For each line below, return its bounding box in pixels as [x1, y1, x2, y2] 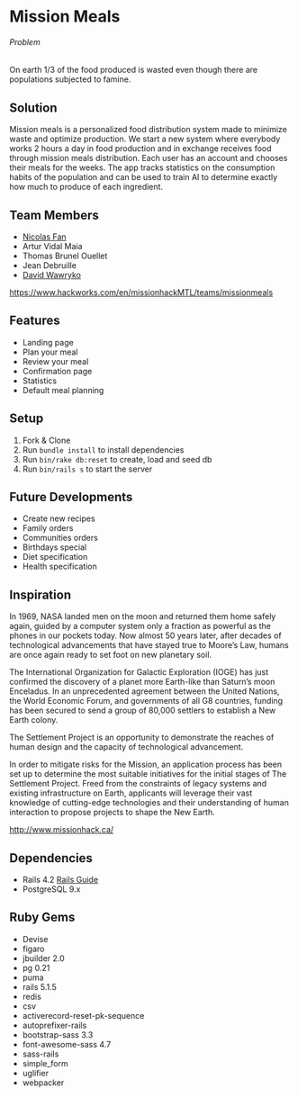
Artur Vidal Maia [22, 241, 83, 252]
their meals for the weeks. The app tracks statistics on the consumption [9, 162, 275, 173]
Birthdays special [22, 542, 87, 553]
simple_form [22, 1057, 69, 1068]
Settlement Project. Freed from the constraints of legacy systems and [9, 778, 267, 789]
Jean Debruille [22, 260, 77, 271]
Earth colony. [9, 715, 59, 725]
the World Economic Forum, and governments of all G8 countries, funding [9, 696, 284, 706]
